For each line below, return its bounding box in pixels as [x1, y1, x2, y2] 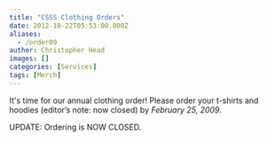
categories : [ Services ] [9, 63, 98, 72]
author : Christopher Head [9, 46, 105, 55]
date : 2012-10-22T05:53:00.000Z [9, 21, 129, 30]
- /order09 [17, 37, 58, 47]
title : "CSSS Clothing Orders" [9, 12, 125, 22]
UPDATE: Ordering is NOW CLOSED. [9, 121, 142, 132]
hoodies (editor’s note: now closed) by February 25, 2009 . [9, 104, 223, 115]
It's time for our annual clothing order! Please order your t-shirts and [9, 95, 259, 106]
